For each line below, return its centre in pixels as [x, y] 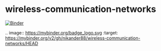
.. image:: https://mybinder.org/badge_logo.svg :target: [62, 32]
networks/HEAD [22, 43]
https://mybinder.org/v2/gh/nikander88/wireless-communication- [73, 38]
